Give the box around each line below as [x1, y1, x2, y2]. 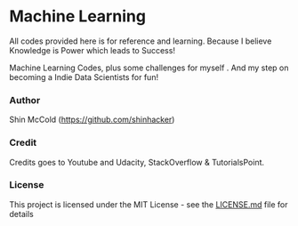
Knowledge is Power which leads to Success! [9, 44, 176, 55]
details [9, 208, 34, 219]
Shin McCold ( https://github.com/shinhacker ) [9, 114, 175, 125]
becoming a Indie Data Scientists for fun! [9, 71, 158, 82]
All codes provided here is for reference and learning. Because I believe [9, 36, 272, 46]
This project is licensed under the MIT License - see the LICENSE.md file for [9, 198, 288, 210]
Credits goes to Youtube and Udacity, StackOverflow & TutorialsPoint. [9, 157, 265, 167]
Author [9, 93, 41, 106]
